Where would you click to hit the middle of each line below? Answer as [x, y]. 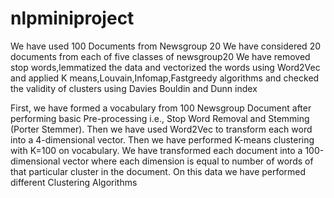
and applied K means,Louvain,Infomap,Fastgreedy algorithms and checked [165, 78]
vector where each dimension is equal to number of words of [188, 161]
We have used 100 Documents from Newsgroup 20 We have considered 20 [165, 46]
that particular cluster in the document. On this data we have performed [158, 171]
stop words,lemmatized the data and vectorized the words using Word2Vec [165, 67]
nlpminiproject [72, 18]
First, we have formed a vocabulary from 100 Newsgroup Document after [161, 108]
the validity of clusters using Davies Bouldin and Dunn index [134, 88]
